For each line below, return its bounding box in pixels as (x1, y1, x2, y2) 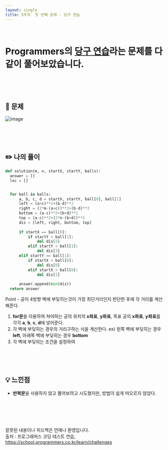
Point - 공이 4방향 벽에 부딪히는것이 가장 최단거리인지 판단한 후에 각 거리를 (5, 296, 153, 303)
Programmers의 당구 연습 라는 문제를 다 (5, 45, 163, 57)
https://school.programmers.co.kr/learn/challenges (5, 439, 113, 445)
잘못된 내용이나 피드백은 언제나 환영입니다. (5, 427, 90, 433)
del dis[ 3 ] (37, 249, 60, 254)
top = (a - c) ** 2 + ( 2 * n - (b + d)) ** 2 (18, 216, 85, 221)
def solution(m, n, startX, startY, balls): (5, 169, 101, 174)
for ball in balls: (10, 192, 51, 197)
